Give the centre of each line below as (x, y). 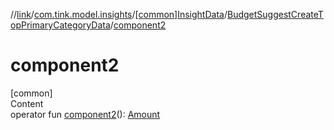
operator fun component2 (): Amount (85, 114)
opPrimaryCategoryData (60, 25)
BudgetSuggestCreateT (275, 14)
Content (27, 103)
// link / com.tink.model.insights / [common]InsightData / (119, 14)
